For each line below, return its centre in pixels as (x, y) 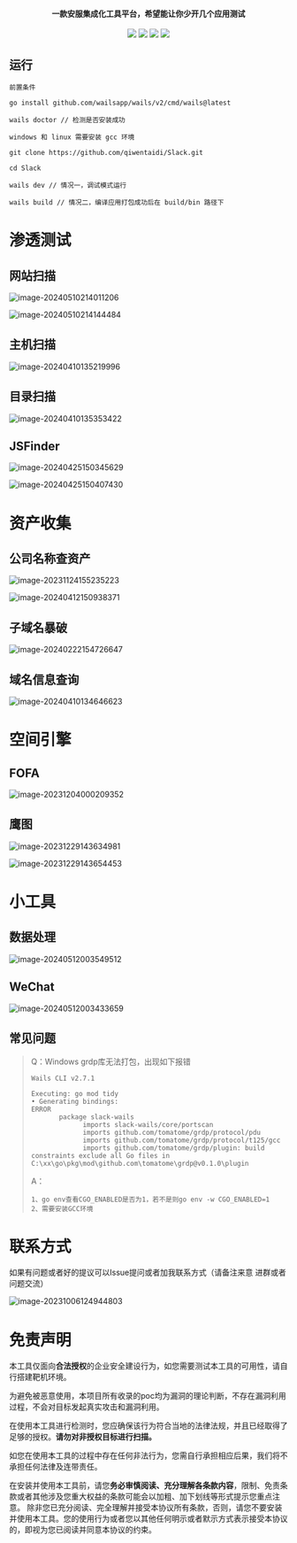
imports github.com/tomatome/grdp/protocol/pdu (172, 1132)
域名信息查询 (44, 679)
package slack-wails (96, 1117)
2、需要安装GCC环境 (62, 1208)
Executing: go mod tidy (75, 1093)
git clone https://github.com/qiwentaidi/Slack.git (106, 153)
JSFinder (34, 447)
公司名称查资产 (50, 559)
